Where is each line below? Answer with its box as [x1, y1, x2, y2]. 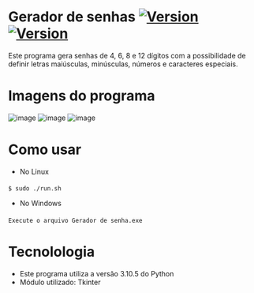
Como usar [8, 141, 82, 159]
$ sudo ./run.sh [8, 185, 62, 193]
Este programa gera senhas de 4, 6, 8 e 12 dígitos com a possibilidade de [8, 51, 246, 60]
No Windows [19, 198, 62, 208]
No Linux [19, 167, 50, 176]
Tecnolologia [8, 243, 95, 261]
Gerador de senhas [8, 8, 136, 26]
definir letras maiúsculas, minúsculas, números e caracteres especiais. [8, 59, 238, 69]
